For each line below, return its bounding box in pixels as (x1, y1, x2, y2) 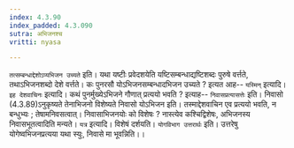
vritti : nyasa (9, 37, 62, 47)
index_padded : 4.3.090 (9, 21, 93, 30)
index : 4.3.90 (9, 12, 62, 22)
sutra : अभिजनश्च (9, 29, 63, 38)
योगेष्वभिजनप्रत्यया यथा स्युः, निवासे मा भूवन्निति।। (9, 129, 146, 139)
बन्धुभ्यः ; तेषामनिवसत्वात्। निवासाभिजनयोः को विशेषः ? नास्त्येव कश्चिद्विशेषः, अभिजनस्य (9, 109, 251, 120)
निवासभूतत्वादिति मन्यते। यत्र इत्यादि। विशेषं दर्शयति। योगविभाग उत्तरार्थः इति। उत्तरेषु (9, 119, 238, 129)
